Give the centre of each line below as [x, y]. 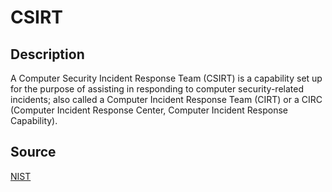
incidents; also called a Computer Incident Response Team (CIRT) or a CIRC [166, 99]
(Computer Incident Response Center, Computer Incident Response [149, 110]
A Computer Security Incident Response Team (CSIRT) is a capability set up [166, 78]
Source [33, 152]
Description [47, 54]
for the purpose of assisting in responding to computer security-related [157, 89]
